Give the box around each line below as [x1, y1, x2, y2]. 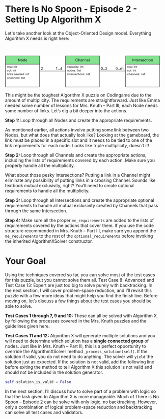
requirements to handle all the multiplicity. [5, 188, 90, 193]
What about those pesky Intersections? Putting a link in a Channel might [5, 172, 151, 178]
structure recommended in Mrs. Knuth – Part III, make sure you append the [5, 227, 156, 233]
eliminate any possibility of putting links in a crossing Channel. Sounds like [5, 177, 156, 183]
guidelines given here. [5, 323, 50, 329]
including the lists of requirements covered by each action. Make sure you [5, 157, 155, 163]
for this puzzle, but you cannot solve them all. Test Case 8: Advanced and [5, 277, 155, 283]
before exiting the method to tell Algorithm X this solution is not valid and [5, 364, 152, 370]
